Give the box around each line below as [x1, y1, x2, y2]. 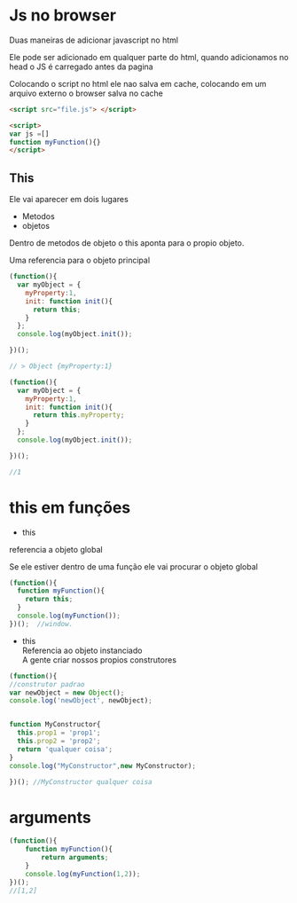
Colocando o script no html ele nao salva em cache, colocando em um [9, 78, 267, 89]
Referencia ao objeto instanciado [21, 645, 143, 656]
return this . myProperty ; [32, 411, 125, 420]
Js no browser [9, 5, 117, 26]
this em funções [9, 498, 131, 517]
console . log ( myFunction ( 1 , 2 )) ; [25, 869, 141, 878]
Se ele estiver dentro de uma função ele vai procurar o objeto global [9, 561, 259, 572]
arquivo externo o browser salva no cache [9, 88, 164, 98]
